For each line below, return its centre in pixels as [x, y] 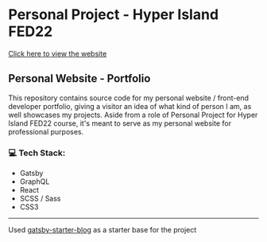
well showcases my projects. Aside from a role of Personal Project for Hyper [133, 115]
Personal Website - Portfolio [79, 78]
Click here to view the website [58, 53]
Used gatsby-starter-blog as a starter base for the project [103, 230]
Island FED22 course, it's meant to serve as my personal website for [120, 123]
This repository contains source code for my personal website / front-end [128, 98]
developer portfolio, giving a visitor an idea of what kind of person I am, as [130, 106]
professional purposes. [46, 131]
